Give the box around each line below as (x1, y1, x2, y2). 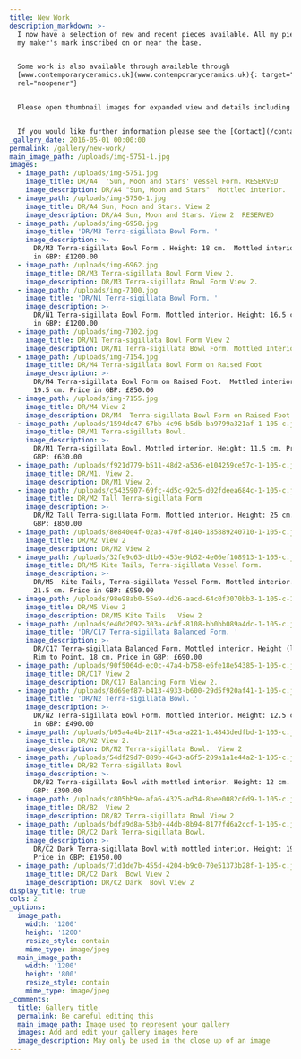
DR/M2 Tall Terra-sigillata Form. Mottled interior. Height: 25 (32, 511, 279, 521)
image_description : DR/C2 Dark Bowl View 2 (25, 878, 194, 887)
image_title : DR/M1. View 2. (25, 468, 134, 478)
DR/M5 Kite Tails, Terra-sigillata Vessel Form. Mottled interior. (32, 578, 295, 587)
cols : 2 (9, 895, 39, 904)
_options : (9, 903, 47, 912)
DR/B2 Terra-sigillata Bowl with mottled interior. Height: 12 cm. (32, 778, 291, 787)
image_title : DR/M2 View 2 (25, 536, 126, 545)
